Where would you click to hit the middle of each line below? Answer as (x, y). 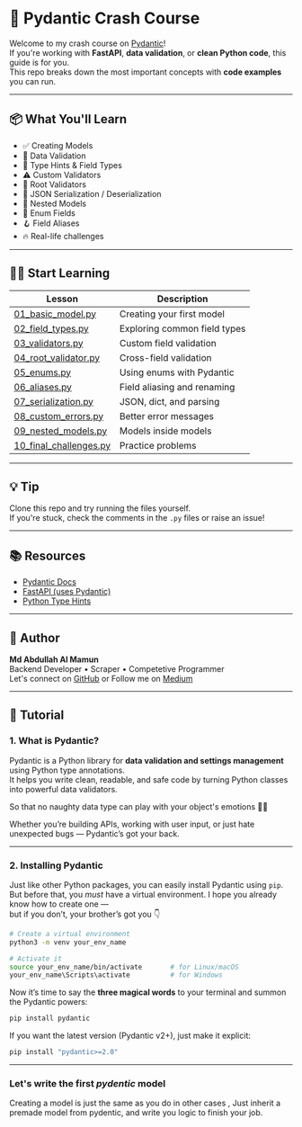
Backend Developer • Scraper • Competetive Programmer (117, 669)
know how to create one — (59, 904)
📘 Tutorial (37, 716)
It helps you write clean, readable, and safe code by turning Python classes (149, 779)
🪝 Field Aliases (51, 223)
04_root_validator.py (57, 357)
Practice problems (158, 445)
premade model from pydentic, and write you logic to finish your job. (136, 1113)
